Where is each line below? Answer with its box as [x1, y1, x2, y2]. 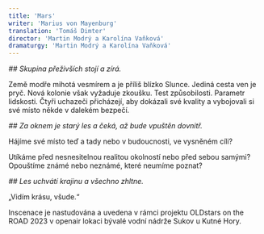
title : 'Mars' [8, 11, 57, 20]
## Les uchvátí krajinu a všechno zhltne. [8, 177, 144, 186]
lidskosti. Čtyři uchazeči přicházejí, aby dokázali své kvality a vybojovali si [8, 97, 254, 107]
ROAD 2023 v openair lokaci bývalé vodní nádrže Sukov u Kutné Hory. [8, 216, 242, 226]
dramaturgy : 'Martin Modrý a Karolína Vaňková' [8, 42, 172, 50]
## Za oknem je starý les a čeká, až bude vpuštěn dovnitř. [8, 121, 203, 131]
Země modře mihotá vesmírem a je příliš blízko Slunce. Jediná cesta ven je [8, 80, 257, 90]
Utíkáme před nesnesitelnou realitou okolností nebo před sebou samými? [8, 153, 251, 162]
